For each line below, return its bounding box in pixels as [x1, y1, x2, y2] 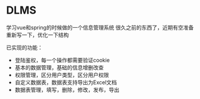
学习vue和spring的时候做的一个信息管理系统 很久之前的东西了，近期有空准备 [6, 24, 194, 31]
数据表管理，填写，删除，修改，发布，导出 [14, 86, 120, 93]
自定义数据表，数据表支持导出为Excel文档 [14, 78, 117, 86]
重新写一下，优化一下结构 [6, 31, 69, 39]
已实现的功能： [6, 44, 43, 51]
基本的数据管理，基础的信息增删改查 [14, 63, 104, 71]
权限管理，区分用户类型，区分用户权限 [14, 71, 109, 78]
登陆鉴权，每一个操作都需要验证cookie [14, 56, 110, 63]
